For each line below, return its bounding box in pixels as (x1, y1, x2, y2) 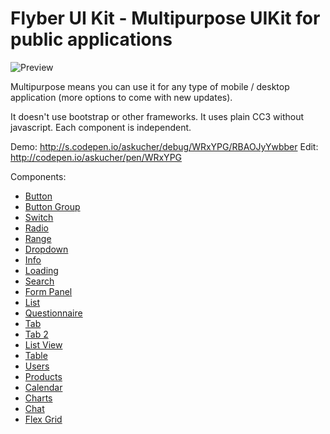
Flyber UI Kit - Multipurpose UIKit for (10, 7, 321, 30)
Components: (10, 170, 67, 182)
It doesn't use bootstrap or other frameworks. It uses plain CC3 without (10, 110, 305, 122)
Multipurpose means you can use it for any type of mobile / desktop (10, 80, 290, 92)
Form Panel (24, 285, 73, 297)
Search (24, 275, 55, 287)
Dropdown (24, 243, 69, 255)
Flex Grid (24, 413, 63, 425)
